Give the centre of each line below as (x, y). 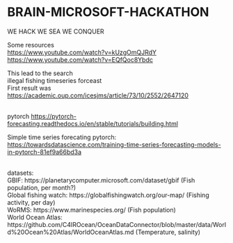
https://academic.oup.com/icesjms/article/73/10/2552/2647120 (98, 95)
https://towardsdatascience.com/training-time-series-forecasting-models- (114, 144)
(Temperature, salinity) (168, 232)
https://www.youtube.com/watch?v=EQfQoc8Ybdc (80, 59)
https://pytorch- (54, 116)
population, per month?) (42, 187)
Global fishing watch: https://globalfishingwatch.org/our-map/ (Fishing (109, 195)
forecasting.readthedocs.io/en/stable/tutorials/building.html (93, 123)
